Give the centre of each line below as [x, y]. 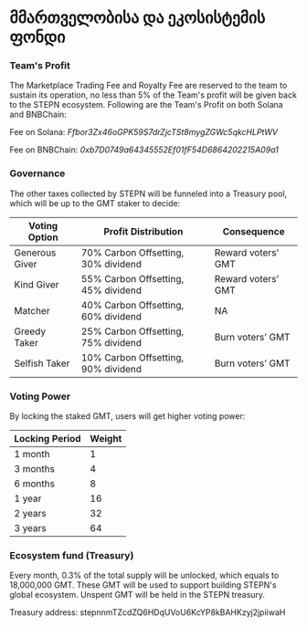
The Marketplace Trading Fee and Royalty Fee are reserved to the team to [148, 86]
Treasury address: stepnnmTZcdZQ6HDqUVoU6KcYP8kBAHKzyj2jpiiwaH [148, 612]
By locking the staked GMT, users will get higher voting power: [127, 416]
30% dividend [111, 264]
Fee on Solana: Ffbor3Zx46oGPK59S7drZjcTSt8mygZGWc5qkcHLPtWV [144, 132]
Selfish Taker [42, 363]
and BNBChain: [38, 115]
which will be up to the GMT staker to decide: [95, 203]
